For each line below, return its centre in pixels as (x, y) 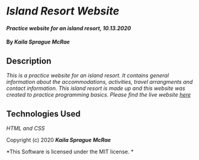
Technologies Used (43, 114)
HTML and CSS (26, 128)
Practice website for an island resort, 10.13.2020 (69, 28)
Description (29, 61)
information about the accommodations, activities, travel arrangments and (99, 82)
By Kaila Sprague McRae (38, 42)
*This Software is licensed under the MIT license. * (70, 152)
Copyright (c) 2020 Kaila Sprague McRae (59, 140)
